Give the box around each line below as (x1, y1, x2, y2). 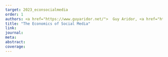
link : (5, 26, 16, 31)
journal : (5, 30, 23, 35)
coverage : (5, 44, 26, 49)
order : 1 (5, 12, 23, 17)
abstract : (5, 40, 26, 45)
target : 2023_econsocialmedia (5, 7, 68, 12)
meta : (5, 35, 16, 40)
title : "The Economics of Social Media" (5, 21, 91, 26)
